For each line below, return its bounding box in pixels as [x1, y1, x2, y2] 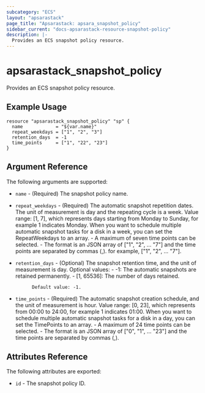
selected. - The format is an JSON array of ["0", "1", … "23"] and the [15, 327, 188, 335]
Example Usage [6, 102, 67, 112]
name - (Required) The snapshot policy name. [15, 189, 129, 197]
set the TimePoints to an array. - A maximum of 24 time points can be [15, 321, 191, 328]
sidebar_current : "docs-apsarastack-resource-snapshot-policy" [6, 26, 171, 32]
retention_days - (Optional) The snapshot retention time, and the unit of [15, 259, 197, 267]
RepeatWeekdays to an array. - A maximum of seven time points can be [15, 234, 196, 242]
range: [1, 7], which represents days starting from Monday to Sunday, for [15, 215, 199, 222]
